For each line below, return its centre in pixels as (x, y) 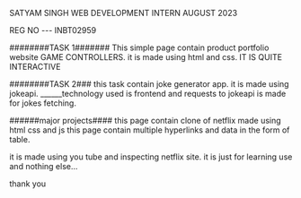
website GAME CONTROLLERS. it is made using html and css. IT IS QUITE (146, 57)
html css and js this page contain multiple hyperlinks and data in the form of (150, 130)
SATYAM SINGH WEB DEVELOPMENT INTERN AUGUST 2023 (124, 13)
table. (20, 139)
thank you (28, 184)
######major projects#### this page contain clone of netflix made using (145, 121)
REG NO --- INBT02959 (53, 30)
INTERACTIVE (35, 67)
